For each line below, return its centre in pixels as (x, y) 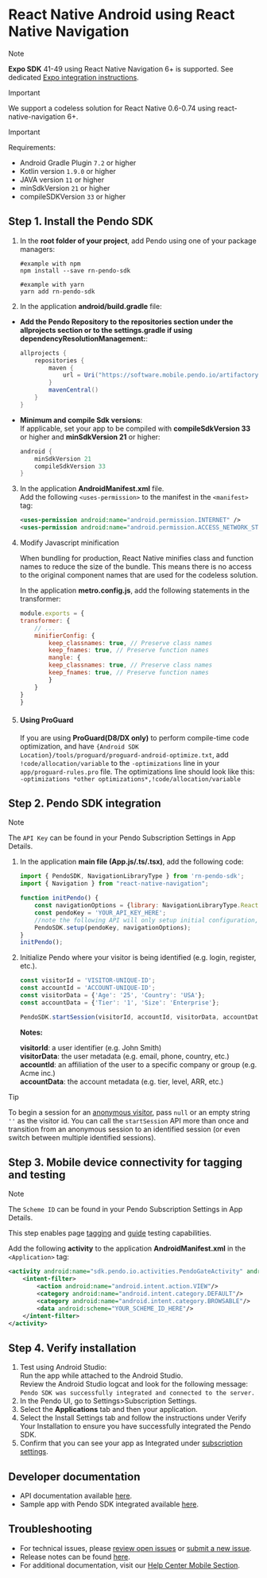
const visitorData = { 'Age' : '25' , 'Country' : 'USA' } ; (112, 996)
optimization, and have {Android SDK (79, 746)
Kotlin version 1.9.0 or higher (68, 171)
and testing (37, 1175)
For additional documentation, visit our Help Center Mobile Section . (130, 1565)
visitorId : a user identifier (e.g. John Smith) (91, 1047)
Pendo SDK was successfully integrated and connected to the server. (137, 1393)
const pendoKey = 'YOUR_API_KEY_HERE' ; (101, 913)
